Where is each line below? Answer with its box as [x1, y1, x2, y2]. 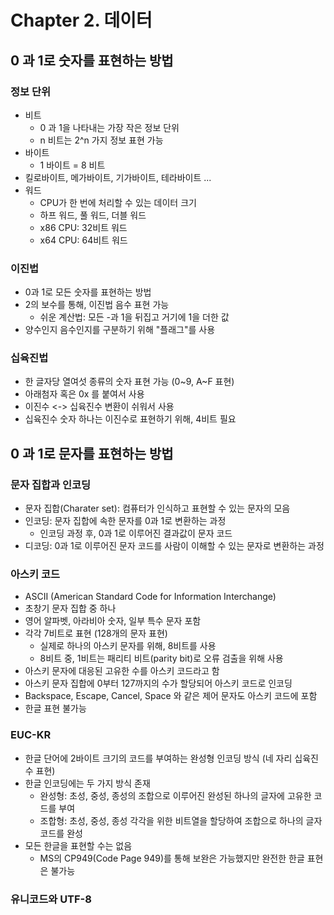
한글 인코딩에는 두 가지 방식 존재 [24, 777, 151, 789]
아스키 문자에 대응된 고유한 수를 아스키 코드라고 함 [24, 665, 220, 677]
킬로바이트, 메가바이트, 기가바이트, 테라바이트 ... [24, 171, 212, 183]
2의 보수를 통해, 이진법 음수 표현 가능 [24, 299, 170, 311]
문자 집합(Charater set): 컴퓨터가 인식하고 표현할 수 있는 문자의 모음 [24, 502, 291, 515]
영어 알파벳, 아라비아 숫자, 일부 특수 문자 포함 [24, 615, 202, 627]
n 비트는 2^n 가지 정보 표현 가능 [39, 134, 164, 146]
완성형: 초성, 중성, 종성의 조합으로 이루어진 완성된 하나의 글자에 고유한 [39, 789, 312, 801]
